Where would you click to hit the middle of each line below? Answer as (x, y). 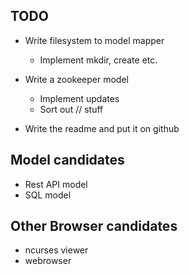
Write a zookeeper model (76, 79)
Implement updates (79, 98)
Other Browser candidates (94, 226)
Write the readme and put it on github (102, 128)
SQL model (48, 195)
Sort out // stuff (71, 109)
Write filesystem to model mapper (94, 40)
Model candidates (67, 160)
